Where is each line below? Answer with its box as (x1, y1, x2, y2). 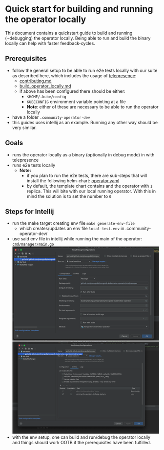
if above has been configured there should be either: (19, 88, 125, 94)
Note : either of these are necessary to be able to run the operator (26, 104, 159, 109)
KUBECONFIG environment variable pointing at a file (26, 99, 126, 105)
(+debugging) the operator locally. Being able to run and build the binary (5, 35, 151, 41)
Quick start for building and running (5, 3, 153, 15)
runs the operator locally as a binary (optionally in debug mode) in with (12, 151, 155, 157)
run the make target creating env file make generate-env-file (12, 220, 135, 226)
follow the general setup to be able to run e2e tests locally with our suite (12, 67, 158, 73)
